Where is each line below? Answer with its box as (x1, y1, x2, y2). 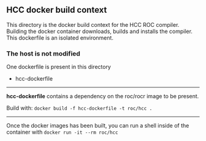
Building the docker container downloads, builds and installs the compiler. (6, 27, 193, 35)
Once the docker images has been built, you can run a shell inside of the (6, 122, 189, 129)
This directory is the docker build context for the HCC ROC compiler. (6, 21, 180, 28)
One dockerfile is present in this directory (6, 63, 112, 71)
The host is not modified (6, 49, 81, 57)
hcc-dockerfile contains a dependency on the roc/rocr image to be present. (6, 93, 199, 100)
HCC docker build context (6, 5, 107, 15)
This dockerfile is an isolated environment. (6, 34, 113, 42)
